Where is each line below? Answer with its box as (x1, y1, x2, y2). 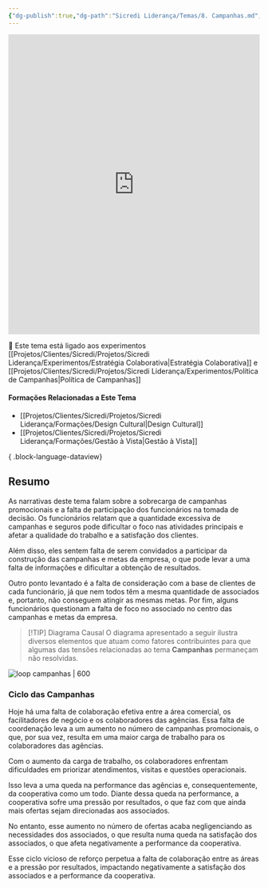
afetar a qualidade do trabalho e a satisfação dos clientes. (8, 530, 199, 540)
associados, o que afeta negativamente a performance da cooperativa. (8, 838, 242, 848)
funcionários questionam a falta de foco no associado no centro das (8, 603, 233, 613)
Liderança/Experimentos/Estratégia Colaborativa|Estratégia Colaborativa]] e (8, 358, 258, 367)
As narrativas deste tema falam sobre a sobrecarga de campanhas (8, 496, 227, 506)
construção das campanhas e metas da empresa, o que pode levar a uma (8, 554, 250, 564)
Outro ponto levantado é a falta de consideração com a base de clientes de (8, 578, 256, 588)
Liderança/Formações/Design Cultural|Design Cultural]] (19, 419, 203, 429)
